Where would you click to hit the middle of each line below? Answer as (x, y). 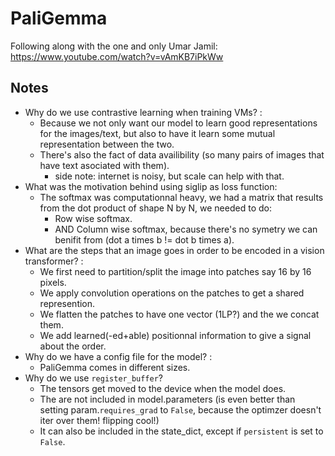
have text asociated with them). (104, 165)
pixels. (53, 282)
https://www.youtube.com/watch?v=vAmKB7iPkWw (117, 56)
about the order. (73, 346)
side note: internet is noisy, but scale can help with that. (169, 176)
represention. (67, 303)
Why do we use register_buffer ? (94, 378)
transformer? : (54, 261)
